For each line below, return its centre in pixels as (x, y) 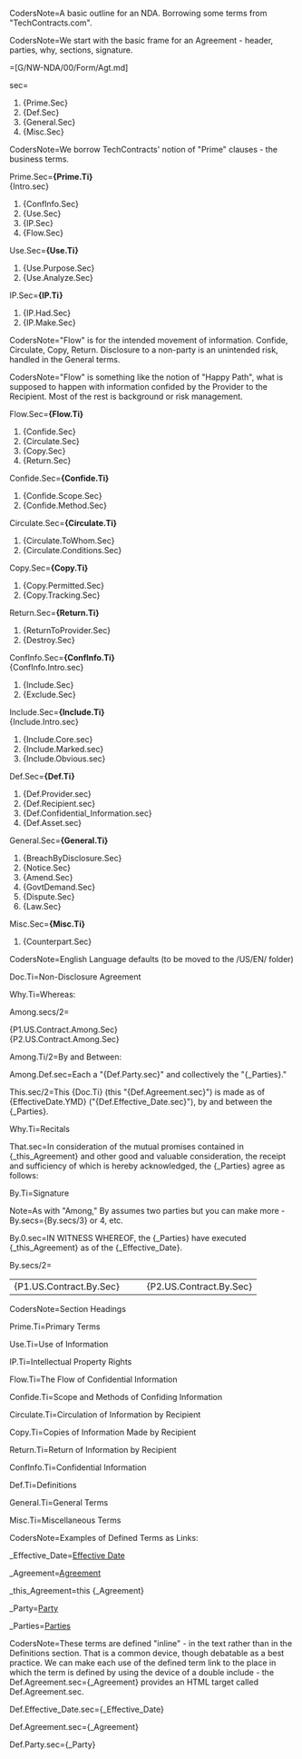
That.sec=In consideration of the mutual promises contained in (127, 1147)
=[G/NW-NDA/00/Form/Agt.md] (69, 68)
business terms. (39, 159)
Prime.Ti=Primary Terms (55, 1327)
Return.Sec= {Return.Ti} (54, 613)
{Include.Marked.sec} (63, 749)
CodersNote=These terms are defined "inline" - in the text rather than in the (151, 1643)
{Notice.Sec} (46, 868)
